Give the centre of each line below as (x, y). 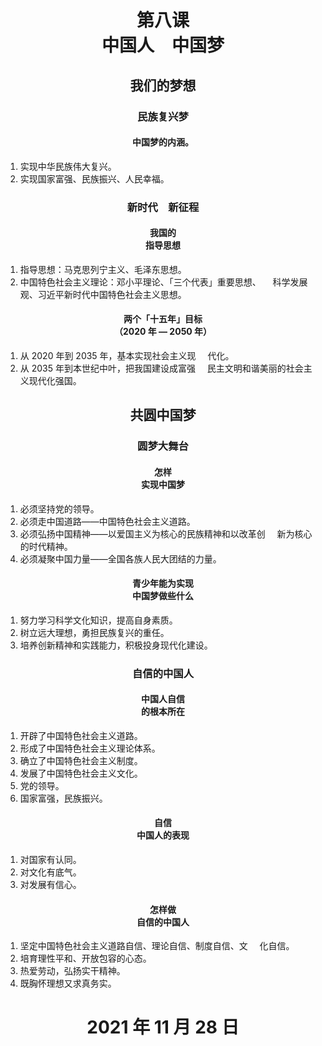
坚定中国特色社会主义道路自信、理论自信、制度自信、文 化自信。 (157, 946)
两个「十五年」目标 (163, 319)
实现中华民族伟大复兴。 (68, 166)
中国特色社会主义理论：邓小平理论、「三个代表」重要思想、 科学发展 (163, 282)
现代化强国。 (55, 381)
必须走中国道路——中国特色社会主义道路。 (107, 521)
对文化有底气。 (50, 872)
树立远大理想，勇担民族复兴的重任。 (94, 632)
